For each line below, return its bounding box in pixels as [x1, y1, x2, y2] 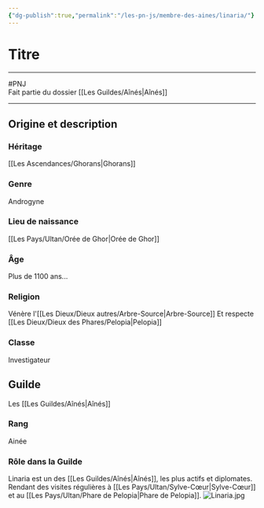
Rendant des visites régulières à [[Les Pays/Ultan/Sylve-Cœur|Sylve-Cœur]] [8, 482, 256, 492]
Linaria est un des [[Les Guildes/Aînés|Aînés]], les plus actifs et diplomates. [8, 474, 253, 484]
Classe [8, 337, 35, 348]
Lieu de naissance [8, 216, 79, 227]
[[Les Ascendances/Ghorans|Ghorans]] [8, 159, 136, 169]
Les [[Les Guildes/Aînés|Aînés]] [8, 399, 112, 408]
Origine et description [8, 117, 118, 131]
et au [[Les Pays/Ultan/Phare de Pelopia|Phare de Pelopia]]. [8, 491, 202, 500]
